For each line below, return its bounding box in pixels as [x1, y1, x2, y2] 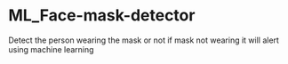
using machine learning [8, 44, 94, 54]
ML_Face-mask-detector [8, 5, 196, 26]
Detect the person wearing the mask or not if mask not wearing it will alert [8, 35, 279, 45]
